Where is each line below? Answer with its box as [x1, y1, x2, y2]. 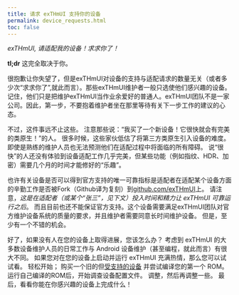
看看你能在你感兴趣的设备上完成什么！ [19, 280, 132, 289]
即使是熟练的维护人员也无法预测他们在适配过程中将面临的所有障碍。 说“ [7, 143, 218, 152]
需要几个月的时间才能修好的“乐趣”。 [19, 161, 126, 170]
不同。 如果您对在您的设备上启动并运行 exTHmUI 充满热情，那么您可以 [13, 254, 221, 262]
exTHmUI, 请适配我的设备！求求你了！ [7, 44, 119, 53]
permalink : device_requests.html [7, 17, 107, 24]
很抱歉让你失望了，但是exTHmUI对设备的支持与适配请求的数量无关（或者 [7, 74, 222, 83]
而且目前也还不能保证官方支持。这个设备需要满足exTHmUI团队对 [33, 202, 223, 211]
